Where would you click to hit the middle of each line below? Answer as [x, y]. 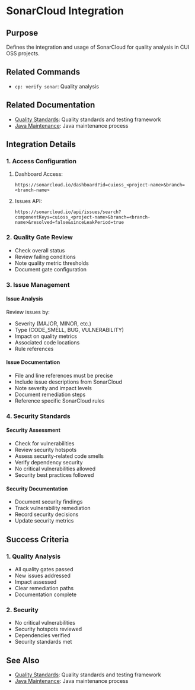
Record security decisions [47, 514]
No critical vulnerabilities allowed [55, 469]
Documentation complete [46, 594]
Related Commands [43, 72]
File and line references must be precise [64, 375]
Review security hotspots [46, 450]
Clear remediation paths [44, 588]
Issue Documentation [33, 362]
